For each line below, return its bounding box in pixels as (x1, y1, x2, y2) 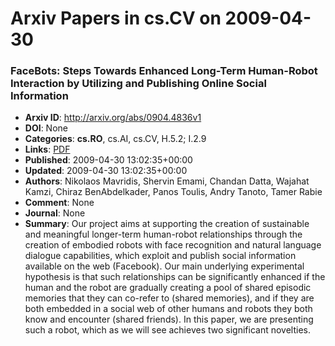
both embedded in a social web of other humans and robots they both (24, 303, 313, 315)
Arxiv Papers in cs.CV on (10, 7, 222, 30)
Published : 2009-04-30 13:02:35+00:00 (24, 154, 193, 166)
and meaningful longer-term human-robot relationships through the (24, 228, 303, 241)
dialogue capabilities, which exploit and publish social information (24, 250, 297, 262)
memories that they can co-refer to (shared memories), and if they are (24, 292, 315, 304)
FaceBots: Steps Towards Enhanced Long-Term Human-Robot (10, 64, 318, 78)
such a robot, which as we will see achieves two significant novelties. (24, 324, 311, 336)
